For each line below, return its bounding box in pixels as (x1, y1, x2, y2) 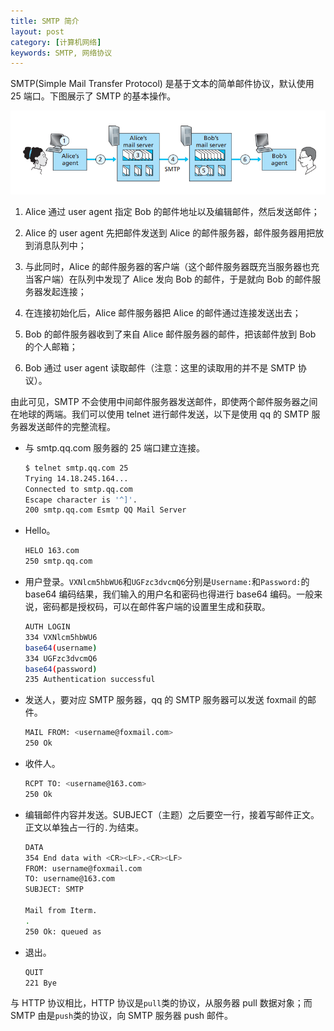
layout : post (10, 26, 65, 37)
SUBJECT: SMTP (24, 885, 84, 895)
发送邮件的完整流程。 (27, 420, 116, 432)
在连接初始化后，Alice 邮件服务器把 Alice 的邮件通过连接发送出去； (24, 306, 302, 319)
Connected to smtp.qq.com (24, 484, 133, 494)
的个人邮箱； (24, 340, 78, 352)
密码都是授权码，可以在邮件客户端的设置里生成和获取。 (42, 601, 271, 613)
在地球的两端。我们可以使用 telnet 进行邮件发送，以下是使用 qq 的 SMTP (10, 408, 310, 420)
